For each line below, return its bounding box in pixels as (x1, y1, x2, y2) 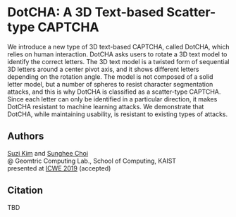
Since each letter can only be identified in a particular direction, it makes (7, 94, 218, 103)
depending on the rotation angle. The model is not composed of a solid (7, 72, 213, 81)
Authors (7, 130, 44, 142)
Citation (7, 185, 44, 197)
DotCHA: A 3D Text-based (7, 4, 164, 20)
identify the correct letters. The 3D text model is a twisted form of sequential (7, 57, 230, 66)
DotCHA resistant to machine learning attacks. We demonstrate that (7, 102, 204, 111)
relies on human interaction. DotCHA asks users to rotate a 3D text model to (7, 50, 228, 58)
